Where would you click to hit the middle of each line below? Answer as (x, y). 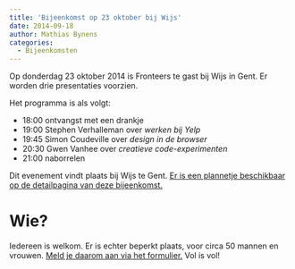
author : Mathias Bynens (54, 34)
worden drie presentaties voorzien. (74, 86)
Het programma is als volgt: (60, 103)
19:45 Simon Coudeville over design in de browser (114, 139)
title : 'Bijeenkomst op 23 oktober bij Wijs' (95, 17)
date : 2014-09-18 (42, 26)
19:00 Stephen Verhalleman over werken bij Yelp (111, 130)
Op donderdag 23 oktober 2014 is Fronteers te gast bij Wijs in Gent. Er (139, 76)
